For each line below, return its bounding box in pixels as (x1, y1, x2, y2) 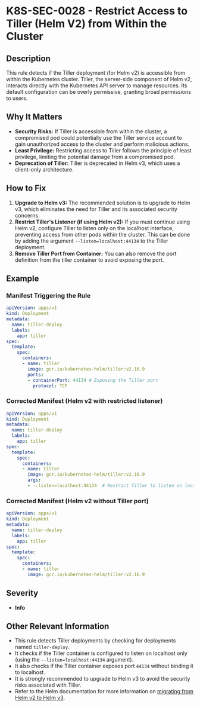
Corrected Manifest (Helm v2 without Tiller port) (6, 497, 149, 505)
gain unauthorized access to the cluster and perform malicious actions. (14, 140, 190, 148)
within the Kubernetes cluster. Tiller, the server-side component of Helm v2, (6, 76, 192, 82)
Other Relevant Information (6, 621, 110, 631)
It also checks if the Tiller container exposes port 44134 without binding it (14, 662, 193, 670)
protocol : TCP (32, 382, 68, 389)
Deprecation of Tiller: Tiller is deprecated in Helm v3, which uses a (14, 160, 180, 167)
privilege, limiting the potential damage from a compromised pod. (14, 153, 176, 160)
